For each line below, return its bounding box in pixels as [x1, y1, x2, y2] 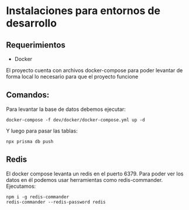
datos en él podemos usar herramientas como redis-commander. [6, 176, 163, 183]
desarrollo [6, 16, 57, 30]
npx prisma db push [6, 138, 54, 144]
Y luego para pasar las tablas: [6, 127, 78, 134]
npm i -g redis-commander [6, 194, 69, 200]
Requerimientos [6, 40, 66, 50]
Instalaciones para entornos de [6, 4, 161, 18]
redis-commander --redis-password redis [6, 199, 106, 205]
